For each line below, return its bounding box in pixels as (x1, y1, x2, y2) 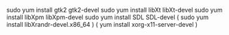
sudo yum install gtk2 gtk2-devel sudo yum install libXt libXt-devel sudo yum (6, 6, 223, 14)
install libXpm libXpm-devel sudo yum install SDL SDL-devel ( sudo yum (6, 13, 209, 21)
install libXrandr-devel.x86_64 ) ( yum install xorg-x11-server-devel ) (6, 21, 198, 28)
